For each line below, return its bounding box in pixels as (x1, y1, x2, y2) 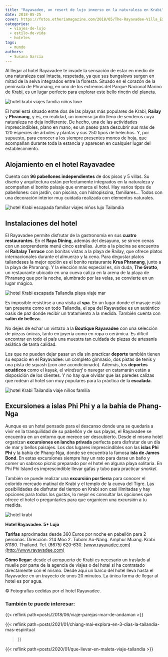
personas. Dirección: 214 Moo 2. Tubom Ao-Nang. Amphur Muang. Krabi (5, 536, 155, 542)
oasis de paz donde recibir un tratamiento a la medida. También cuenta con (5, 310, 161, 316)
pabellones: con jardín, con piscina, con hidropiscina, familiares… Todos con (5, 189, 162, 195)
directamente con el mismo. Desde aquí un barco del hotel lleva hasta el (5, 567, 153, 573)
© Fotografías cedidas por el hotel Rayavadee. (5, 587, 101, 594)
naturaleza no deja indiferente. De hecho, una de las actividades (5, 119, 137, 125)
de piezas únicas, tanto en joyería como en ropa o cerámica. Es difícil (5, 331, 148, 336)
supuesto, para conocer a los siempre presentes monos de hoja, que (5, 135, 147, 141)
